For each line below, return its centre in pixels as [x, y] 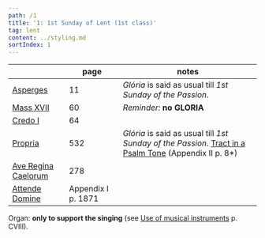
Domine [26, 198]
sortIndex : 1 [30, 45]
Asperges [30, 90]
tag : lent [24, 30]
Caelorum [30, 176]
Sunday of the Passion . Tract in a [184, 143]
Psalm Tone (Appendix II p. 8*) [180, 153]
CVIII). [19, 227]
